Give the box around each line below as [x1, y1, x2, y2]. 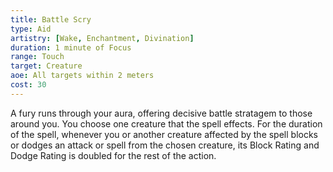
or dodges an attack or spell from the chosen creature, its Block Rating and [10, 139, 320, 151]
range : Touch [10, 52, 65, 62]
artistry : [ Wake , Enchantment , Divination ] [10, 33, 195, 43]
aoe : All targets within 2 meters [10, 71, 155, 81]
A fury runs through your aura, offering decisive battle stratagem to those [10, 107, 313, 119]
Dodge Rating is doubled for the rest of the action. [10, 149, 217, 161]
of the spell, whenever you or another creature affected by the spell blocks [10, 128, 319, 140]
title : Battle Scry [10, 14, 92, 25]
